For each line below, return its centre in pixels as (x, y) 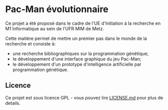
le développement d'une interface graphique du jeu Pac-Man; (77, 59)
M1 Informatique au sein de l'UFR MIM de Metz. (55, 28)
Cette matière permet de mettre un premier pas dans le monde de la (76, 38)
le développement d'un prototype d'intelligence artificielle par (77, 64)
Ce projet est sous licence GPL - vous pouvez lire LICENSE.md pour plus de (84, 97)
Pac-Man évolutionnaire (57, 9)
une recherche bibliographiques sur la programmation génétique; (80, 53)
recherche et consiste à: (31, 43)
